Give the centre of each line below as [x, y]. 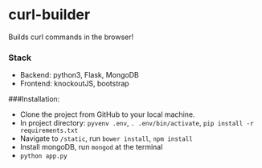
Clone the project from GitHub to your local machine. [107, 114]
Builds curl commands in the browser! [71, 37]
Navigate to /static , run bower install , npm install [106, 138]
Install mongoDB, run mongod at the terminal [91, 147]
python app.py [43, 156]
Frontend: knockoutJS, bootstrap [75, 84]
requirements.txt [49, 131]
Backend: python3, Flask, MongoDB [79, 75]
